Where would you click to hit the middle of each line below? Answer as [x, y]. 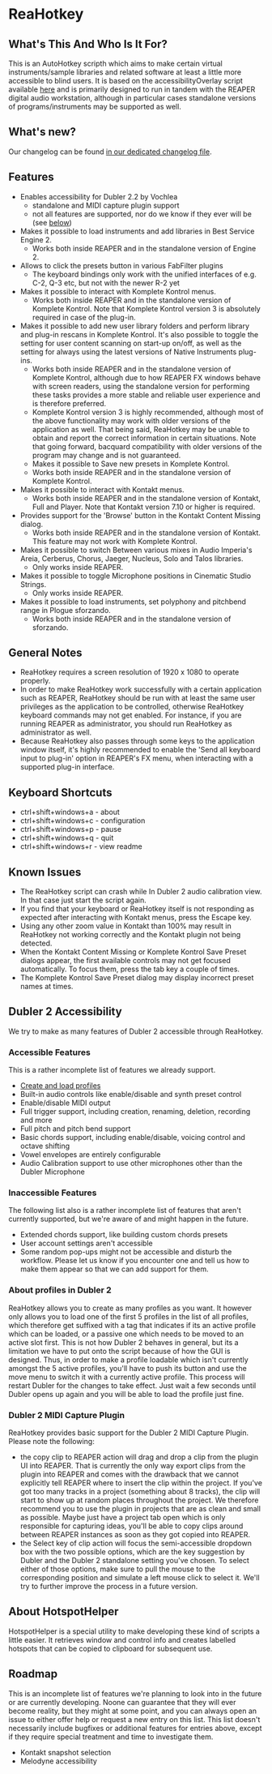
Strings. [33, 584]
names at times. [47, 987]
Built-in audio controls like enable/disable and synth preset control [131, 1095]
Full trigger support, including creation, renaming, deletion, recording [135, 1112]
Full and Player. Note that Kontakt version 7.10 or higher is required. [144, 507]
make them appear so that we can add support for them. [114, 1269]
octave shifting [45, 1146]
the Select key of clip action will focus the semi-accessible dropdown [136, 1543]
